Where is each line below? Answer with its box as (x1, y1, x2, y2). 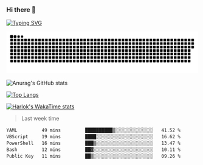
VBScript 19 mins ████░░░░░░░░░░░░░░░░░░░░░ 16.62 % (6, 133, 181, 139)
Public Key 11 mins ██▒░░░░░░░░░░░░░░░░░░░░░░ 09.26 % (6, 153, 181, 159)
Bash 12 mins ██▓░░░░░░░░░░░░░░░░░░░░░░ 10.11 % (6, 146, 181, 153)
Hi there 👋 (6, 5, 36, 14)
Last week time (21, 115, 60, 122)
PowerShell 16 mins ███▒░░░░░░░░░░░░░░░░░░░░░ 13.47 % (6, 140, 181, 146)
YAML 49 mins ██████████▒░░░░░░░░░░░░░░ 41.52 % (6, 127, 181, 133)
